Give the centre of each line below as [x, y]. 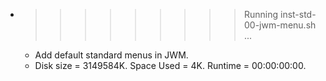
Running [261, 14]
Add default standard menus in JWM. [111, 55]
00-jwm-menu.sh [280, 25]
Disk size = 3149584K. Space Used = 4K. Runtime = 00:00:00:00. [170, 65]
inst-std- [298, 14]
